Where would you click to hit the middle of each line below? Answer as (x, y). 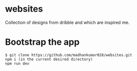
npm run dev (17, 63)
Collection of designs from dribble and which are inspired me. (67, 22)
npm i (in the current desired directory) (49, 59)
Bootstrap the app (42, 42)
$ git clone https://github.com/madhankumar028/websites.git (69, 55)
